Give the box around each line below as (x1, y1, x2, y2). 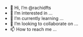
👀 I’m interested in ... (10, 10, 53, 16)
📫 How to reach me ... (10, 26, 57, 32)
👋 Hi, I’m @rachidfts (10, 5, 51, 10)
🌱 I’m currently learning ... (10, 15, 64, 21)
